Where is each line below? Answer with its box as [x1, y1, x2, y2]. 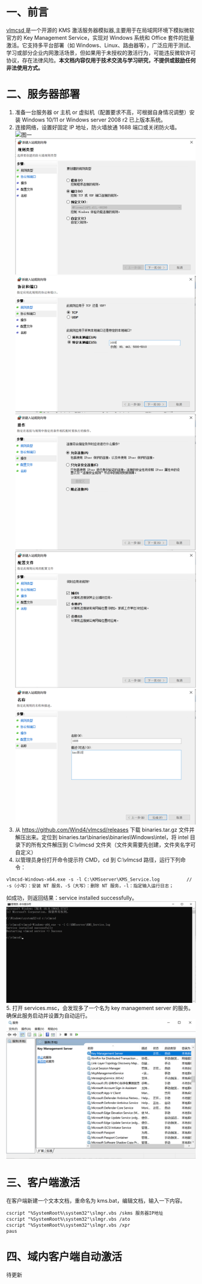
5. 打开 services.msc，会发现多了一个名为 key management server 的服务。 [6, 1005, 194, 1012]
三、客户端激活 [6, 1176, 81, 1189]
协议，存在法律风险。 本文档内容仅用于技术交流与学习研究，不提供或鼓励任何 [6, 57, 196, 64]
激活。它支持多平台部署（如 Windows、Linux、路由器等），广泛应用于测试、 [6, 42, 194, 49]
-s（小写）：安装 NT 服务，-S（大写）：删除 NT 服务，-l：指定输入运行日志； [6, 883, 174, 889]
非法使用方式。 [6, 64, 43, 71]
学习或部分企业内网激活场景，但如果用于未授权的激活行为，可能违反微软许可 [6, 49, 196, 56]
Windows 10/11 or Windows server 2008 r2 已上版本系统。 [22, 116, 167, 123]
